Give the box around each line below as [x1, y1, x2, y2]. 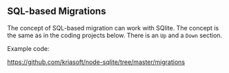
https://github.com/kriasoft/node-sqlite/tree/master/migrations [7, 58, 185, 66]
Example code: [7, 44, 50, 52]
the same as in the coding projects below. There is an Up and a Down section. [7, 31, 223, 39]
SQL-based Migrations [7, 6, 106, 17]
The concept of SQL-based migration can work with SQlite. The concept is [7, 23, 219, 32]
